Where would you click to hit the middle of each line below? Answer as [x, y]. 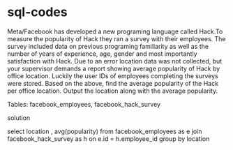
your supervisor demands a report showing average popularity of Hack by [114, 68]
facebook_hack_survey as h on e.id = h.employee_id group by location [108, 138]
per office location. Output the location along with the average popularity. [113, 91]
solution [19, 118]
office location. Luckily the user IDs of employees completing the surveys [113, 76]
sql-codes [37, 12]
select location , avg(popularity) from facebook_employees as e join [105, 131]
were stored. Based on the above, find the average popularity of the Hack [113, 83]
